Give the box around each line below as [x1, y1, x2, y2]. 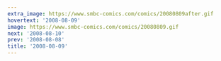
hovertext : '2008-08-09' [7, 17, 81, 24]
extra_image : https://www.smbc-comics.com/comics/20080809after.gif [7, 10, 214, 18]
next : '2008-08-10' [7, 29, 65, 37]
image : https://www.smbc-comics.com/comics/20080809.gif [7, 23, 179, 30]
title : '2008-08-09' [7, 43, 69, 50]
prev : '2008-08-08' [7, 36, 65, 43]
